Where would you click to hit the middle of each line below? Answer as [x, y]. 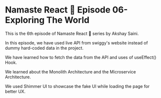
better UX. [15, 91]
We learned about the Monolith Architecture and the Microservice [71, 71]
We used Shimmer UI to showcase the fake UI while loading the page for [77, 86]
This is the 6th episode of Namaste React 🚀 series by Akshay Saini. [72, 33]
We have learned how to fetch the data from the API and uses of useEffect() [81, 57]
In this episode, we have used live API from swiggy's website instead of [76, 42]
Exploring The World [47, 20]
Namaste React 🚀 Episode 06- [66, 10]
